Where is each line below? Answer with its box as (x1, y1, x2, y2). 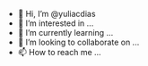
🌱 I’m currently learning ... (17, 28, 114, 37)
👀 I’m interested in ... (17, 18, 94, 29)
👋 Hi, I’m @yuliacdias (17, 9, 96, 19)
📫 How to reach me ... (17, 47, 101, 57)
